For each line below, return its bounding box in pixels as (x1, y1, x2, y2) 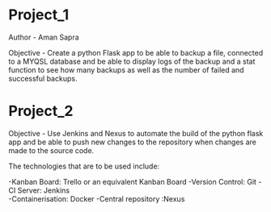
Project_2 (8, 102, 74, 120)
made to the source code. (8, 145, 95, 155)
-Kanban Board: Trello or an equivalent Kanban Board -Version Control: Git (8, 177, 257, 186)
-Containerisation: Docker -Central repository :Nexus (8, 193, 185, 203)
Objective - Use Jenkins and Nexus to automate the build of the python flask (8, 128, 264, 138)
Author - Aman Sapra (8, 32, 79, 42)
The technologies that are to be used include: (8, 161, 160, 171)
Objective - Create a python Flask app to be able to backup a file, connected (8, 48, 264, 57)
